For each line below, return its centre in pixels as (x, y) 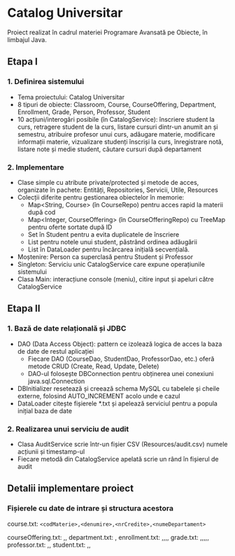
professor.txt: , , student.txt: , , (49, 545)
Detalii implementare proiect (71, 488)
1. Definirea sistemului (46, 82)
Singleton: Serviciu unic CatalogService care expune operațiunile (111, 264)
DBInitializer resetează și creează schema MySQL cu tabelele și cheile (119, 388)
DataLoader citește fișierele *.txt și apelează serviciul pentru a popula (117, 403)
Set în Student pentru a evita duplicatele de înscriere (104, 234)
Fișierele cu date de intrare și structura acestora (90, 508)
